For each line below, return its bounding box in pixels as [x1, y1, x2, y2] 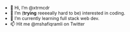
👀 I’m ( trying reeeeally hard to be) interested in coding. [10, 10, 125, 16]
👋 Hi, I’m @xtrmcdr [10, 5, 50, 10]
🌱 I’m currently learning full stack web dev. [10, 15, 100, 21]
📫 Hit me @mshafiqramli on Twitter [10, 21, 85, 27]
